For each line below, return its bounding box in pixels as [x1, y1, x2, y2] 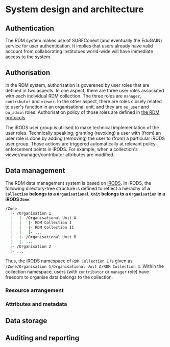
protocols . [5, 114, 27, 120]
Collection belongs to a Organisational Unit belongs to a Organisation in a [5, 190, 165, 197]
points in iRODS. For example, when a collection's [33, 146, 138, 152]
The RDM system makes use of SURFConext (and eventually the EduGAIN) [5, 37, 162, 43]
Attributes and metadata [5, 301, 67, 308]
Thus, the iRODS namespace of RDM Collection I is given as [5, 258, 133, 264]
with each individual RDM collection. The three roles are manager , [5, 93, 141, 99]
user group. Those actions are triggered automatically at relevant [5, 140, 142, 146]
